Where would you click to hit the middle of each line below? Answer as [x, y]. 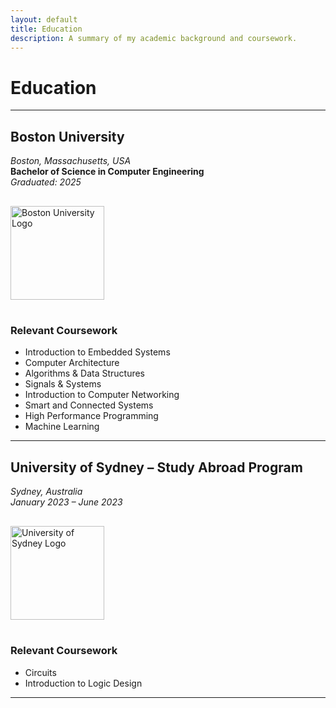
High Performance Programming [91, 416]
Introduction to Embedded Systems [97, 352]
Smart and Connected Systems [89, 405]
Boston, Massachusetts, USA [71, 161]
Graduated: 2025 [46, 182]
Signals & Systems [63, 384]
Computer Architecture [72, 363]
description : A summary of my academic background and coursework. [154, 38]
